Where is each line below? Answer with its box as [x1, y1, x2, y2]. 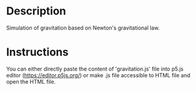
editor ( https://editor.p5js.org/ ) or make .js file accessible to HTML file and [6, 71, 191, 79]
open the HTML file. [6, 78, 56, 85]
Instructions [6, 45, 69, 59]
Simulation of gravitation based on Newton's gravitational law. [6, 24, 160, 31]
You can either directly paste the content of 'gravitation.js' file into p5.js [6, 65, 184, 72]
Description [6, 4, 66, 18]
